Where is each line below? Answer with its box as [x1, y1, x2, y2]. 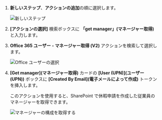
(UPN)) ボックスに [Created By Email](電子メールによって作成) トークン [9, 76, 158, 82]
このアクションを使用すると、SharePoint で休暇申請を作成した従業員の [9, 93, 156, 99]
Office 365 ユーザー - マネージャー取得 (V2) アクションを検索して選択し [9, 43, 158, 49]
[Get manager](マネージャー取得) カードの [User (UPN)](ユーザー [9, 70, 145, 76]
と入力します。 [9, 32, 41, 38]
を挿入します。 [9, 82, 41, 88]
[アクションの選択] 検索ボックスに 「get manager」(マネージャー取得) [9, 26, 154, 32]
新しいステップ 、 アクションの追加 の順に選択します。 [9, 5, 118, 10]
